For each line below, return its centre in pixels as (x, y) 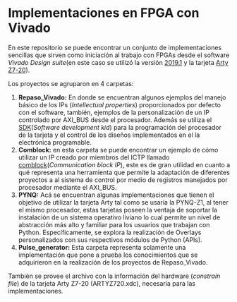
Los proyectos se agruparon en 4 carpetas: (71, 83)
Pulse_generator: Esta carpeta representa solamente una (102, 247)
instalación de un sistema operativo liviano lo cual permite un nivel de (119, 217)
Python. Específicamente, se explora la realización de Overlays (110, 232)
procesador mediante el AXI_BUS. (67, 187)
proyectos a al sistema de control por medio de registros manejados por (123, 180)
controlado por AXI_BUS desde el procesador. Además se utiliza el (115, 120)
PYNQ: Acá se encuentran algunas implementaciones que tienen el (116, 195)
